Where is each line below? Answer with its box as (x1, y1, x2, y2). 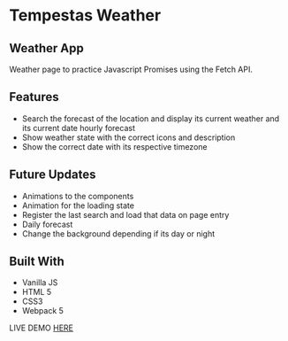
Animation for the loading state (21, 200, 135, 211)
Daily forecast (21, 219, 73, 229)
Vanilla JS (21, 277, 58, 288)
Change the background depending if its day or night (21, 228, 216, 239)
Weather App (9, 41, 84, 56)
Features (9, 89, 59, 105)
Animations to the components (21, 190, 134, 201)
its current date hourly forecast (21, 122, 135, 133)
